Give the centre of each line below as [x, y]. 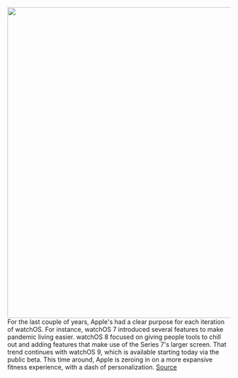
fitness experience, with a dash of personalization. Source [92, 367]
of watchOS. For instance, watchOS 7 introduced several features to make [115, 329]
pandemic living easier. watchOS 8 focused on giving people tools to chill [114, 337]
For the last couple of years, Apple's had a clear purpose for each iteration [116, 322]
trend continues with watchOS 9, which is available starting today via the [113, 352]
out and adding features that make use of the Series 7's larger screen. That [117, 344]
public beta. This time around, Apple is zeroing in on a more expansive [110, 360]
